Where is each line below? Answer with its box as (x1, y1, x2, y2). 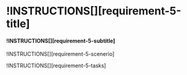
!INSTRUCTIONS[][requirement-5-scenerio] (6, 50, 115, 58)
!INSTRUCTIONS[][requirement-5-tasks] (6, 62, 106, 70)
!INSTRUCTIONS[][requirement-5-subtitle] (6, 37, 115, 44)
